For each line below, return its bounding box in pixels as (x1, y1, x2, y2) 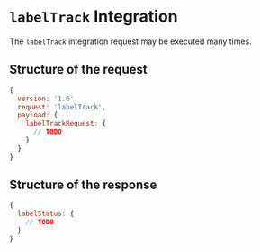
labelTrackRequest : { (25, 119, 106, 128)
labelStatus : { (17, 209, 75, 219)
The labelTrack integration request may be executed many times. (9, 36, 252, 47)
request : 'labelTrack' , (17, 102, 106, 111)
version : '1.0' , (17, 94, 78, 103)
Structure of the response (9, 178, 157, 193)
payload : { (17, 110, 58, 120)
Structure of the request (9, 62, 148, 77)
